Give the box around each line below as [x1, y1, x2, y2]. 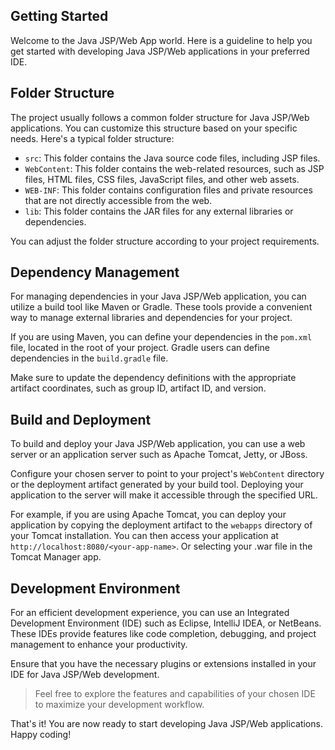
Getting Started [10, 8, 109, 25]
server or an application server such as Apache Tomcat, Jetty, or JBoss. [10, 449, 308, 461]
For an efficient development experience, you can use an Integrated [10, 607, 290, 619]
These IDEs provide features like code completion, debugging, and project [10, 628, 317, 640]
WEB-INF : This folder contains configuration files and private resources [24, 184, 313, 196]
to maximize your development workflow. [34, 699, 205, 711]
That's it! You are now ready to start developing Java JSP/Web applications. [10, 718, 323, 730]
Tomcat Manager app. [10, 551, 102, 563]
